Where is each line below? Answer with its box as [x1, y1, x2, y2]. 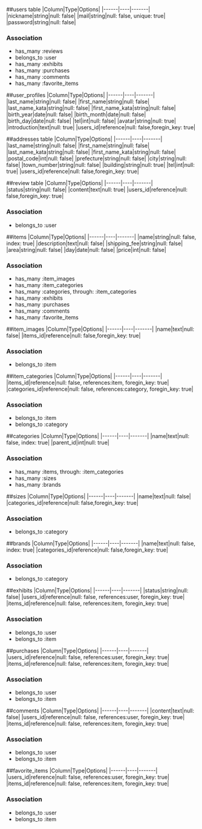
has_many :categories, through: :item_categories [15, 288, 137, 295]
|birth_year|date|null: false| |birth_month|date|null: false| [6, 111, 146, 118]
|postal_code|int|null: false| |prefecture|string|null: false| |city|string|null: [6, 155, 187, 162]
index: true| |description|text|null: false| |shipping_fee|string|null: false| [6, 240, 183, 247]
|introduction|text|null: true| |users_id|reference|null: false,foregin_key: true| [6, 124, 195, 131]
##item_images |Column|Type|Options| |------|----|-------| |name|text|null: [6, 325, 195, 333]
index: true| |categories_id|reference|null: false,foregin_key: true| [6, 546, 168, 553]
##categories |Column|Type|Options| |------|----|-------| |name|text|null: [6, 433, 189, 440]
